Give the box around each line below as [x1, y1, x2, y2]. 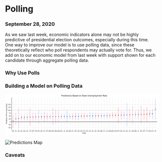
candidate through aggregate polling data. [5, 57, 89, 64]
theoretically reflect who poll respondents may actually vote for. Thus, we [5, 47, 152, 53]
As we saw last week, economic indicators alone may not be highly [5, 32, 139, 37]
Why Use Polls [5, 69, 40, 76]
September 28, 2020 [5, 21, 55, 28]
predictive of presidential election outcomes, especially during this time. [5, 37, 149, 43]
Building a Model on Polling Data [5, 82, 83, 89]
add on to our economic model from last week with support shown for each [5, 52, 156, 58]
